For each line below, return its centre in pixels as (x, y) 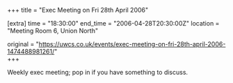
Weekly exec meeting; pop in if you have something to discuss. (98, 72)
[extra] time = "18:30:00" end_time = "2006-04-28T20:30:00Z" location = (113, 23)
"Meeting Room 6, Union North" (53, 31)
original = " (23, 44)
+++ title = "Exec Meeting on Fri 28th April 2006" (78, 10)
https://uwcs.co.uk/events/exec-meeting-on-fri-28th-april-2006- (132, 44)
